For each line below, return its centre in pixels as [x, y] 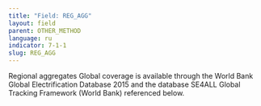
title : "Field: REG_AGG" [50, 16]
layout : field [32, 23]
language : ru [30, 38]
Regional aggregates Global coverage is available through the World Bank [131, 76]
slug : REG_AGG [32, 53]
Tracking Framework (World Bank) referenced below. [97, 93]
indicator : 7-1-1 [38, 46]
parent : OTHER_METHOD [45, 31]
